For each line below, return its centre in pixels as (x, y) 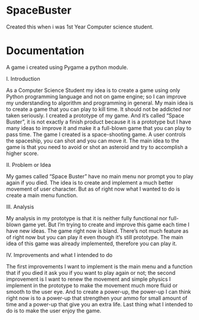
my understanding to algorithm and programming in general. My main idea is (100, 103)
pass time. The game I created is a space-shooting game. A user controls (96, 134)
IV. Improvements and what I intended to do (59, 255)
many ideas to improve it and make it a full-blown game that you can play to (99, 128)
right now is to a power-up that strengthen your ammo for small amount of (97, 298)
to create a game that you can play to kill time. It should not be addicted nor (99, 109)
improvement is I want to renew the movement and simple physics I (89, 279)
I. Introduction (23, 78)
